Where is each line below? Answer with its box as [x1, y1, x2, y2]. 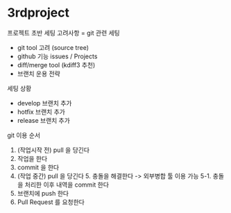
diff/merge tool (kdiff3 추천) [17, 60, 96, 69]
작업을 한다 [17, 154, 48, 162]
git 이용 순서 [7, 130, 40, 139]
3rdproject [7, 5, 69, 21]
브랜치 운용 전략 [17, 69, 60, 78]
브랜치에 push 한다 [17, 189, 69, 197]
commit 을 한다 [17, 163, 60, 171]
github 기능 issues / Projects [17, 52, 98, 60]
